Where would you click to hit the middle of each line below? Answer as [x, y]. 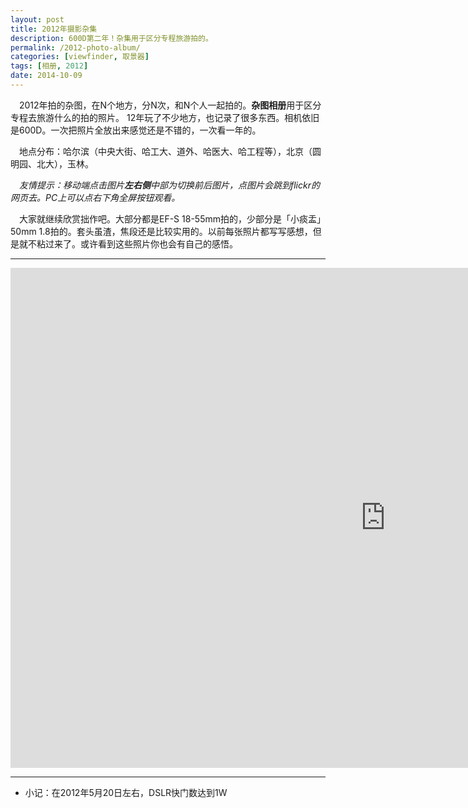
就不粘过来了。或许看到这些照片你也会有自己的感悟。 [128, 243]
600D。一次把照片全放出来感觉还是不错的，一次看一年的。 [140, 130]
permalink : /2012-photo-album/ [75, 47]
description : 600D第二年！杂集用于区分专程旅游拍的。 [111, 38]
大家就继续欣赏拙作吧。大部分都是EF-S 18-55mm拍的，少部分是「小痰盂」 [172, 218]
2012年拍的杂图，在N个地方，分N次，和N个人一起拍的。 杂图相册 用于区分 [170, 105]
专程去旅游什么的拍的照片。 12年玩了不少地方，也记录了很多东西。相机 [156, 117]
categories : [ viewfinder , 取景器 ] [80, 57]
